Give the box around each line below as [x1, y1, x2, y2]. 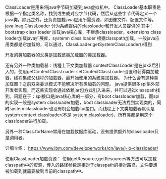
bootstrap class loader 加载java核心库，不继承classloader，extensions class [5, 29, 162, 35]
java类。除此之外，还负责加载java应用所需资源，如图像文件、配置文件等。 [5, 17, 157, 22]
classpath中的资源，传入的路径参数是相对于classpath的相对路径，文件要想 [5, 162, 158, 168]
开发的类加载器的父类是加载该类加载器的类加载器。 [5, 52, 110, 58]
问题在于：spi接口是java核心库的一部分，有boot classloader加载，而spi [13, 93, 160, 99]
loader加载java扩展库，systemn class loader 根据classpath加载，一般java [5, 35, 156, 41]
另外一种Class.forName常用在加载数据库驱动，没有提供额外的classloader [5, 129, 155, 134]
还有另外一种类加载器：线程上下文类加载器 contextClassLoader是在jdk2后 [5, 62, 156, 68]
